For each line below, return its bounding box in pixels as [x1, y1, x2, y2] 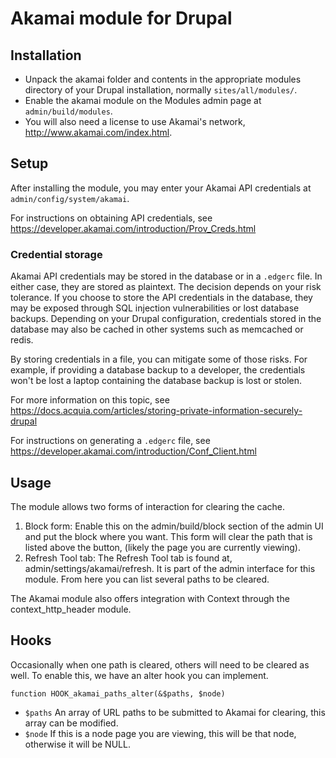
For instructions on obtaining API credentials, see [10, 212, 213, 224]
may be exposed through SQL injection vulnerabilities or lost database [10, 302, 300, 314]
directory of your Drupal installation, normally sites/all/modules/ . [24, 84, 298, 96]
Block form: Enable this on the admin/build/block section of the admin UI [24, 520, 324, 532]
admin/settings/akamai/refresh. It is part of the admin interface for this [24, 562, 316, 574]
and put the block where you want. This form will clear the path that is [24, 530, 313, 542]
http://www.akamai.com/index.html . [24, 127, 173, 138]
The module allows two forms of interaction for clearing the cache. [10, 500, 285, 512]
